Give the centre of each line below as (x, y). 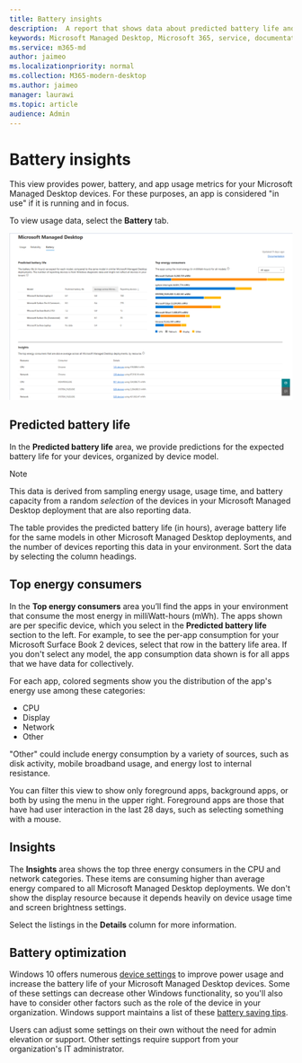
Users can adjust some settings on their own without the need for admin (143, 1030)
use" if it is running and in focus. (69, 203)
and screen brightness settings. (68, 907)
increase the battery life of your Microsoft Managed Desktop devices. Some (150, 984)
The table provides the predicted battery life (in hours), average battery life (148, 527)
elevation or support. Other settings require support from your (124, 1040)
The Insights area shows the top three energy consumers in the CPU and (145, 869)
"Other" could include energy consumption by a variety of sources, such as (149, 754)
